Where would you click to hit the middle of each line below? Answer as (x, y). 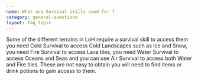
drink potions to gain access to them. (51, 71)
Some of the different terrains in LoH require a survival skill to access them (97, 40)
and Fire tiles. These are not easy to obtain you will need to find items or (94, 65)
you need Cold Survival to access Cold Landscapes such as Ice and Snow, (97, 46)
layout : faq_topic (29, 23)
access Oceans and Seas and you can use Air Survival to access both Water (99, 58)
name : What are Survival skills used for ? (61, 12)
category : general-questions (42, 17)
